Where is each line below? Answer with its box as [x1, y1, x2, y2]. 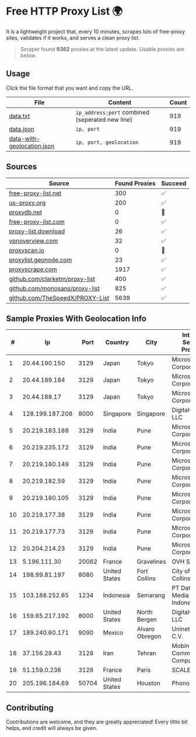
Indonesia [103, 591, 130, 599]
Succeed [161, 179, 187, 187]
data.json [9, 125, 34, 133]
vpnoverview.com [9, 237, 58, 245]
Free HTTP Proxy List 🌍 [6, 5, 123, 18]
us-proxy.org [9, 199, 46, 207]
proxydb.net [9, 208, 43, 216]
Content [108, 98, 132, 106]
